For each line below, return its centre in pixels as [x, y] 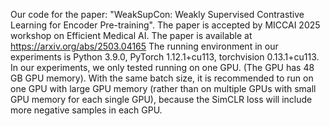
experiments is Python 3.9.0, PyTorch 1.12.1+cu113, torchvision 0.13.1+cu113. [165, 57]
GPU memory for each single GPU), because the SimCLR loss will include [161, 99]
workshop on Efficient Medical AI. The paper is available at [131, 35]
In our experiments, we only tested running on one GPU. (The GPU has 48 [162, 67]
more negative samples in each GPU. [86, 110]
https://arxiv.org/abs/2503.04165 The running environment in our [144, 46]
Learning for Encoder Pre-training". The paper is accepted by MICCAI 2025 [165, 25]
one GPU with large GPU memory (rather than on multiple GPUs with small [163, 88]
